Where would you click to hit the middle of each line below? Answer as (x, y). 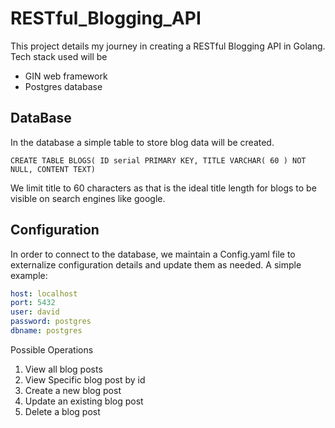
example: (29, 275)
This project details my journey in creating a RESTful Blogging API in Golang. (168, 46)
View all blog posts (63, 369)
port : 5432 (33, 303)
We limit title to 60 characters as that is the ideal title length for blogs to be (163, 188)
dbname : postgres (46, 331)
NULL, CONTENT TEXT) (53, 169)
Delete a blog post (62, 411)
